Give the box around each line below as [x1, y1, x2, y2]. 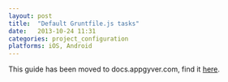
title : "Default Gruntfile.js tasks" [8, 19, 140, 28]
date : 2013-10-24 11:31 [8, 27, 96, 35]
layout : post [8, 11, 53, 20]
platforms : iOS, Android [8, 42, 92, 50]
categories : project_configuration [8, 34, 129, 43]
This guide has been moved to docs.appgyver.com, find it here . [8, 64, 221, 74]
